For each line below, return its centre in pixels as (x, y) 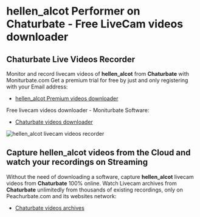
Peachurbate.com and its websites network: (61, 196)
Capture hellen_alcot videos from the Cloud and (98, 153)
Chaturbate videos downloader (54, 122)
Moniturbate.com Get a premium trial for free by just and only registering (97, 80)
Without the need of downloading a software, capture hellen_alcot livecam (100, 176)
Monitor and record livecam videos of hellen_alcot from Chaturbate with (98, 74)
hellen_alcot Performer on (73, 11)
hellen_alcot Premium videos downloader (67, 98)
